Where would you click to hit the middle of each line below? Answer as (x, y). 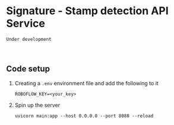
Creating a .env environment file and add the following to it (86, 83)
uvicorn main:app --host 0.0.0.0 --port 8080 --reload (84, 116)
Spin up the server (37, 105)
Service (26, 23)
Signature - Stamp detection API (88, 11)
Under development (29, 39)
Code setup (28, 69)
